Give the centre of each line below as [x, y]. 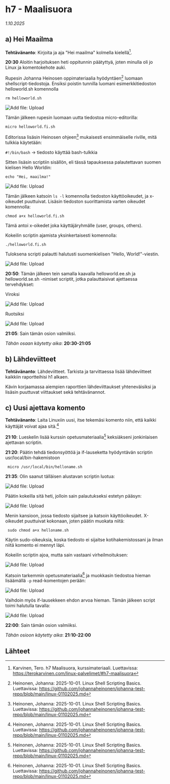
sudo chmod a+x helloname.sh [38, 530]
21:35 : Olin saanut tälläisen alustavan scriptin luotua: [60, 476]
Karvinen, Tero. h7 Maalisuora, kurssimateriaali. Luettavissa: [75, 668]
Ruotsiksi [15, 314]
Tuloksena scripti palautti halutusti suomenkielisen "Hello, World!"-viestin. [82, 254]
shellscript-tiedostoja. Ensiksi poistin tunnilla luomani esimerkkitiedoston [81, 84]
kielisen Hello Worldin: [29, 167]
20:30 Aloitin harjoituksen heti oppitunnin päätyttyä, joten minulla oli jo [79, 62]
